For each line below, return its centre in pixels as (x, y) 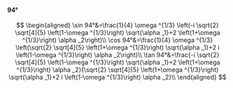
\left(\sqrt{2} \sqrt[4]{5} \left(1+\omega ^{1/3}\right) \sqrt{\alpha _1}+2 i (118, 47)
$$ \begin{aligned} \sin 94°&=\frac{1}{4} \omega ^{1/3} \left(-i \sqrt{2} (118, 25)
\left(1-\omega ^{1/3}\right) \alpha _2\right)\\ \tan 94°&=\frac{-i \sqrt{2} (118, 55)
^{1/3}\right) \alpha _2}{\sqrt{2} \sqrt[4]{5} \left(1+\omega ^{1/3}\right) (118, 70)
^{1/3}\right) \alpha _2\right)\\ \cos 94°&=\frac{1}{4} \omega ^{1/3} (118, 40)
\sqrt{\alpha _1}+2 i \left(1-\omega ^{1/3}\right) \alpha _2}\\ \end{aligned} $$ (118, 78)
